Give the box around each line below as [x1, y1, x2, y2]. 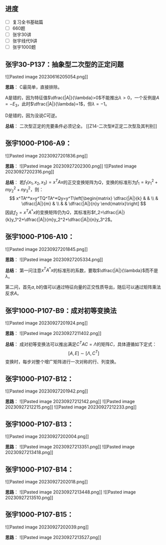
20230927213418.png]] [5, 449, 53, 455]
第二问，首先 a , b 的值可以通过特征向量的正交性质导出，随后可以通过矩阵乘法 [5, 284, 161, 290]
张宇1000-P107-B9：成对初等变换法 [5, 306, 117, 315]
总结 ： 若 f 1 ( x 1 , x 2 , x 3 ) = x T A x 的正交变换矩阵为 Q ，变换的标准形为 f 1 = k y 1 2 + [5, 178, 158, 186]
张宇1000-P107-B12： [5, 374, 74, 383]
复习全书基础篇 [12, 19, 43, 25]
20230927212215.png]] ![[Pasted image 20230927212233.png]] [5, 404, 137, 410]
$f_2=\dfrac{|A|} [91, 209, 126, 215]
